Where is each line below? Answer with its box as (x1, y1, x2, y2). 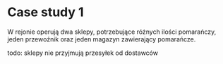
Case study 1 (7, 4, 84, 20)
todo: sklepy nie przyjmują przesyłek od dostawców (7, 49, 159, 57)
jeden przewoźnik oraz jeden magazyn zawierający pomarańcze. (7, 34, 196, 43)
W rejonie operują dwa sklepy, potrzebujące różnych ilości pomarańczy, (7, 27, 217, 36)
